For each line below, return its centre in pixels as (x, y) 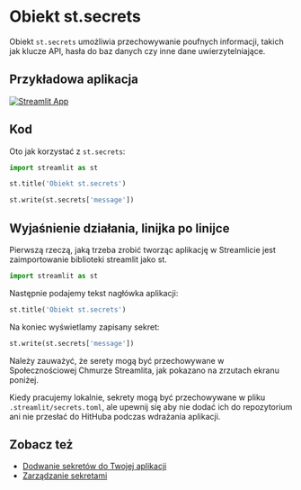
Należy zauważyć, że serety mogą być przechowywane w (117, 360)
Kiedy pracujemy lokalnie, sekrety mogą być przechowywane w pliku (137, 397)
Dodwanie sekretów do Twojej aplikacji (94, 467)
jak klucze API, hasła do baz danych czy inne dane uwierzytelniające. (137, 50)
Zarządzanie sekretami (65, 476)
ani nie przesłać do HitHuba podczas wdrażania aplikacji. (115, 416)
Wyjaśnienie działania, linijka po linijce (120, 228)
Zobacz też (41, 445)
